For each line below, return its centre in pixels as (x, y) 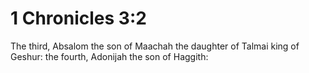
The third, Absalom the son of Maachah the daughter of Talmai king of (155, 46)
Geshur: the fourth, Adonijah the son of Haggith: (109, 56)
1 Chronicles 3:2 (78, 18)
